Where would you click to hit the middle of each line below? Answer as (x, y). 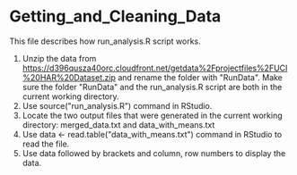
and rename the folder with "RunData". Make (200, 77)
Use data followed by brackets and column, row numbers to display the (154, 153)
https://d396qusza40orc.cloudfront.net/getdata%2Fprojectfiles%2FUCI (155, 68)
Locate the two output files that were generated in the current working (152, 115)
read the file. (46, 144)
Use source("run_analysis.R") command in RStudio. (117, 105)
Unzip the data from (59, 58)
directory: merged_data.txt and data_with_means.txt (118, 125)
